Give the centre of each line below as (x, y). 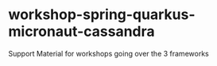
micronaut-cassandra (81, 31)
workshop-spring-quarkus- (102, 15)
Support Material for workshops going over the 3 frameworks (108, 53)
